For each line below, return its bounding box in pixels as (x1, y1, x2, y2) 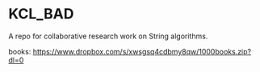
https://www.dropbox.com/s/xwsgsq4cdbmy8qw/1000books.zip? (32, 46, 252, 56)
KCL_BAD (8, 5, 74, 23)
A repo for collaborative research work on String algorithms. (8, 31, 208, 41)
